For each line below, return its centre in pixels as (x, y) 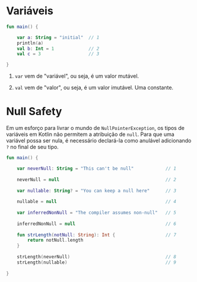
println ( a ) (30, 43)
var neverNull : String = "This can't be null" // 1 (97, 169)
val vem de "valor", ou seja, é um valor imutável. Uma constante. (94, 88)
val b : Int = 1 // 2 (58, 49)
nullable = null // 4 (97, 202)
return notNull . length (55, 240)
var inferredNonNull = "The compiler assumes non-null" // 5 (97, 213)
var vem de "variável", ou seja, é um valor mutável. (77, 76)
